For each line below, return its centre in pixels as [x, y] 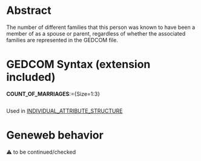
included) [31, 77]
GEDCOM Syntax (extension [78, 65]
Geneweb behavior [55, 135]
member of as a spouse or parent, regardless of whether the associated [96, 33]
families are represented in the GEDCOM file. [62, 40]
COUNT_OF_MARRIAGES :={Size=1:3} [53, 93]
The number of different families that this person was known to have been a [101, 27]
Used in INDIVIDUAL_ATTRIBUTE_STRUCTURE [64, 111]
